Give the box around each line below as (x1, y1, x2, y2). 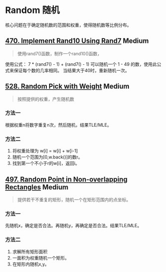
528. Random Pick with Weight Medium (5, 82, 130, 91)
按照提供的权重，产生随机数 (17, 96, 75, 102)
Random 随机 (5, 4, 60, 16)
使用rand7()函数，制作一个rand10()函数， (17, 50, 102, 56)
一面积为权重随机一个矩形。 (12, 255, 70, 261)
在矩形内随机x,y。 (12, 261, 50, 267)
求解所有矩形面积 (12, 249, 48, 255)
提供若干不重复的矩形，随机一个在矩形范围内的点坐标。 (17, 196, 131, 202)
